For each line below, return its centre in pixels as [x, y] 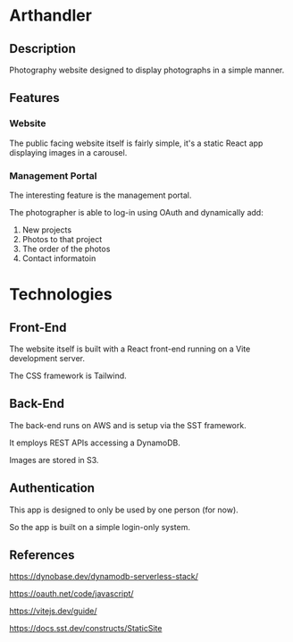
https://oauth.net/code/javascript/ [71, 594]
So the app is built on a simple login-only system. [100, 527]
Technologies [61, 295]
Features [34, 98]
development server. [47, 358]
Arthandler [50, 16]
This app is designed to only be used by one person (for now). [124, 510]
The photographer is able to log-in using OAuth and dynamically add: [136, 212]
